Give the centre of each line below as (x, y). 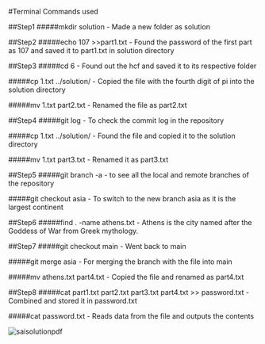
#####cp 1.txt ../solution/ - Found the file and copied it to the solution (122, 136)
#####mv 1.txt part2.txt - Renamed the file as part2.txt (98, 105)
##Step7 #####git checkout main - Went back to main (97, 246)
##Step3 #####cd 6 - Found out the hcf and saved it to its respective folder (132, 66)
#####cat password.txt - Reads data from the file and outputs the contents (131, 316)
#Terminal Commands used (54, 11)
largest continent (36, 207)
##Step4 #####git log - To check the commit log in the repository (116, 120)
